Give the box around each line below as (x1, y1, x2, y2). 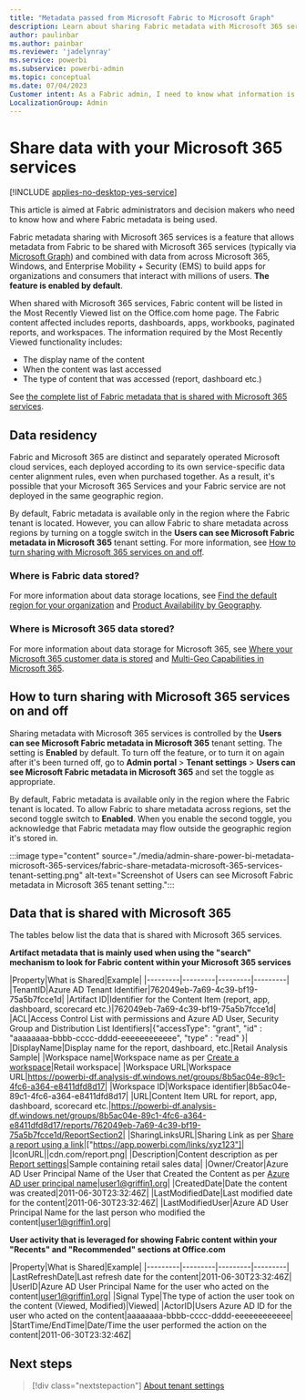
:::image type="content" (9, 849, 100, 861)
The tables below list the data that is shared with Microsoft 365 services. (9, 930, 282, 941)
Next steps (9, 1355, 73, 1372)
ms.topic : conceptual (9, 73, 92, 82)
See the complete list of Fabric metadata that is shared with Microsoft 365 (9, 391, 288, 402)
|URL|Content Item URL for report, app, (130, 1091, 278, 1102)
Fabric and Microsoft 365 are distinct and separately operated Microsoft (9, 452, 280, 463)
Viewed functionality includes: (9, 336, 123, 347)
